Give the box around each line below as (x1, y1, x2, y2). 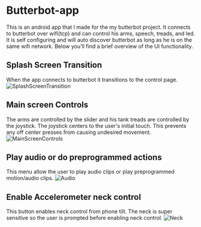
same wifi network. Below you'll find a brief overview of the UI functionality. (6, 43, 193, 50)
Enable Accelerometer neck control (6, 192, 141, 202)
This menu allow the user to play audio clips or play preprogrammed (6, 168, 175, 175)
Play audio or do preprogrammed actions (6, 152, 162, 162)
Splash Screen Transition (6, 60, 103, 70)
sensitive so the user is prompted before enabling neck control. (6, 214, 163, 222)
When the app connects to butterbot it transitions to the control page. (6, 76, 178, 83)
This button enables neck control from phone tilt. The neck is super (6, 208, 173, 215)
